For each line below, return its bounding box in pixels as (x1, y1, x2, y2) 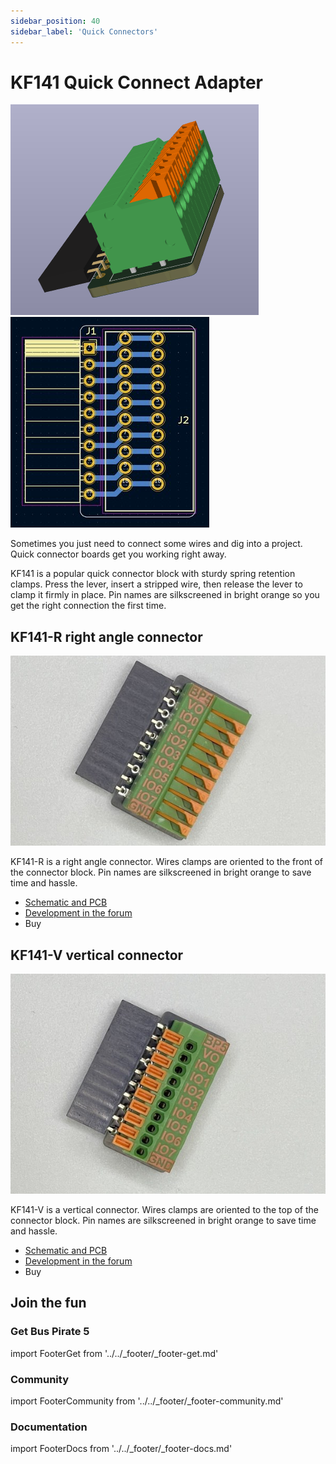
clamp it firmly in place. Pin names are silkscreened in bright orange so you (10, 589, 320, 601)
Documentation (10, 1420, 88, 1434)
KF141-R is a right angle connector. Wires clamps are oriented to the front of (10, 856, 324, 868)
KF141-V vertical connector (10, 946, 184, 964)
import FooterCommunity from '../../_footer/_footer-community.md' (10, 1395, 284, 1407)
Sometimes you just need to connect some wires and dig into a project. (10, 538, 303, 550)
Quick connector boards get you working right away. (10, 548, 227, 560)
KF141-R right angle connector (10, 628, 203, 645)
